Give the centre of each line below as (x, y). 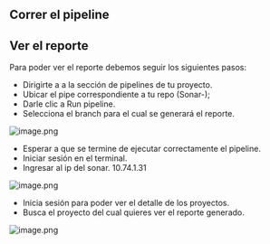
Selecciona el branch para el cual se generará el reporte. (129, 114)
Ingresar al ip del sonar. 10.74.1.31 (84, 168)
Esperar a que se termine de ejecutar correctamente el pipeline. (141, 149)
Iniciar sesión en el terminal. (75, 158)
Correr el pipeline (60, 15)
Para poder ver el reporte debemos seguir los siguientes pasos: (128, 68)
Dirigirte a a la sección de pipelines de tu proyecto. (117, 85)
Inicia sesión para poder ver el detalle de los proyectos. (126, 203)
